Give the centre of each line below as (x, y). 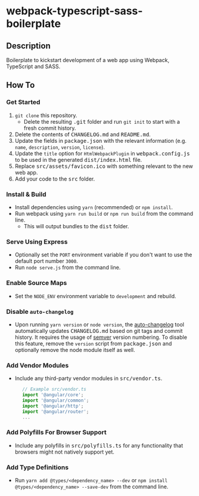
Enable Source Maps (37, 283)
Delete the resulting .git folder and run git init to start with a (102, 121)
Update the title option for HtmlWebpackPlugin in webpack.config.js (102, 153)
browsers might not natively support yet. (65, 452)
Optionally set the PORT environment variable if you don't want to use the (103, 255)
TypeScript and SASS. (33, 66)
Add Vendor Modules (38, 365)
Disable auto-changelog (40, 311)
